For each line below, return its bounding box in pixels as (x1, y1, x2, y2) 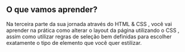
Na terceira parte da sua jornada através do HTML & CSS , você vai (6, 20, 172, 27)
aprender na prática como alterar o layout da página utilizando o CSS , (6, 27, 180, 34)
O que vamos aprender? (6, 5, 98, 15)
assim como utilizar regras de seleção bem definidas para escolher (6, 32, 172, 40)
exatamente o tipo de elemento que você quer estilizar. (6, 39, 142, 46)
